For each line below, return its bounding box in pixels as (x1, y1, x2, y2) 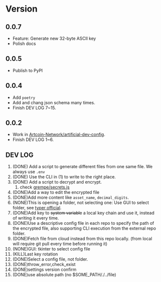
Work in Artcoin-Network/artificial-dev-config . (12, 132, 106, 138)
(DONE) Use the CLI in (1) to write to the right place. (12, 174, 116, 180)
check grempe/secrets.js (19, 184, 70, 190)
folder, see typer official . (12, 205, 62, 211)
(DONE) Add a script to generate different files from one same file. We (12, 164, 153, 170)
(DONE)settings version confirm (12, 266, 77, 272)
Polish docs (12, 41, 36, 47)
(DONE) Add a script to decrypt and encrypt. (12, 179, 102, 185)
